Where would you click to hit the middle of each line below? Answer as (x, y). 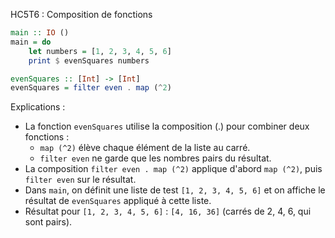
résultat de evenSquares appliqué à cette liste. (118, 201)
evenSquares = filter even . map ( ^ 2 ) (91, 88)
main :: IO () (40, 33)
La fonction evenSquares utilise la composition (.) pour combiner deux (167, 126)
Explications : (38, 107)
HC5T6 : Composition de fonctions (81, 14)
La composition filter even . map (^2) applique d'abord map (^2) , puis (173, 169)
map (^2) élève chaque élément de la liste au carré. (145, 148)
